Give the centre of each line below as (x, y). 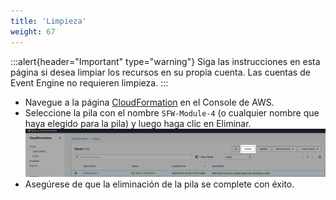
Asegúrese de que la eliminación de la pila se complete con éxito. (159, 184)
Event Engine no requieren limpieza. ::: (89, 82)
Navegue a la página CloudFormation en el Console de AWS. (149, 102)
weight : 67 (33, 31)
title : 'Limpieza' (48, 21)
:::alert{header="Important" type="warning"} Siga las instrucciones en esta (165, 61)
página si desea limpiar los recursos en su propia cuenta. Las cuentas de (160, 72)
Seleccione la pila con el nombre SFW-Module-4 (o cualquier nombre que (172, 112)
